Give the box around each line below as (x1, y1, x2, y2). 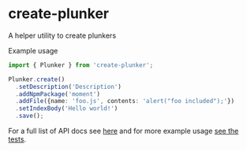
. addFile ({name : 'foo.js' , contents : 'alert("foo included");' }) (15, 98, 235, 105)
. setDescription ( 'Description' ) (15, 83, 122, 90)
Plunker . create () (8, 75, 65, 83)
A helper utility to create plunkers (8, 31, 117, 40)
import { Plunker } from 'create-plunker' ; (8, 61, 154, 69)
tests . (8, 134, 26, 144)
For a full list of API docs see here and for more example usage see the (8, 127, 239, 136)
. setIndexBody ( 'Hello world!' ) (15, 105, 118, 112)
